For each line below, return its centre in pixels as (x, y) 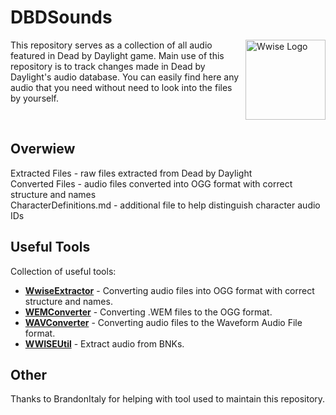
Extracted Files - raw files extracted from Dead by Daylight (131, 173)
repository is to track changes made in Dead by (108, 66)
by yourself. (35, 98)
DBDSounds (61, 17)
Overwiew (43, 149)
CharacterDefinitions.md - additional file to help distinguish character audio (165, 205)
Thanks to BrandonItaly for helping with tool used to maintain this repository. (168, 399)
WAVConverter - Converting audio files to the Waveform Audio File (163, 322)
